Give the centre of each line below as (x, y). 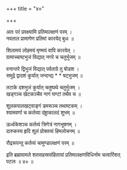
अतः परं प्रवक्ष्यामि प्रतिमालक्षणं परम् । (39, 32)
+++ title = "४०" (25, 9)
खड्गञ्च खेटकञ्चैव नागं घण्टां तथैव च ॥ (44, 94)
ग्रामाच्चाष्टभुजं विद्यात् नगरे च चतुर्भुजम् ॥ (43, 57)
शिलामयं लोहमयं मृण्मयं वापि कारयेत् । (41, 50)
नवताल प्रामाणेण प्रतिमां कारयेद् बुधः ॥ (40, 39)
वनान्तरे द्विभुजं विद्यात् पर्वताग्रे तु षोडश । (43, 69)
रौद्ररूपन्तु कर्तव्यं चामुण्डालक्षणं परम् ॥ (40, 143)
